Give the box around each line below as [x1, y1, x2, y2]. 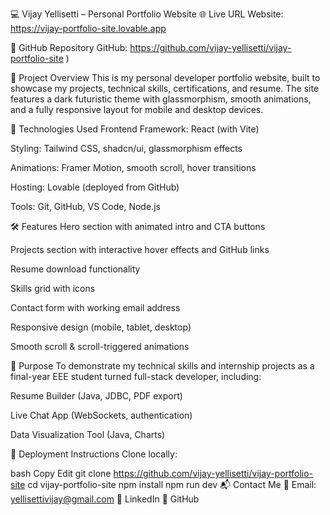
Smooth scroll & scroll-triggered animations [10, 341, 190, 352]
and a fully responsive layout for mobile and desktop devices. [10, 104, 264, 115]
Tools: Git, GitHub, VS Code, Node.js [10, 201, 161, 212]
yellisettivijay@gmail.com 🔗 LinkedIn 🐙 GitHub [10, 493, 200, 505]
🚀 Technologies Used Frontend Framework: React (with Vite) [10, 123, 260, 135]
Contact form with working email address [10, 302, 181, 313]
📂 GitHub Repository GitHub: [10, 42, 128, 53]
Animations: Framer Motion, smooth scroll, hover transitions [10, 162, 257, 173]
